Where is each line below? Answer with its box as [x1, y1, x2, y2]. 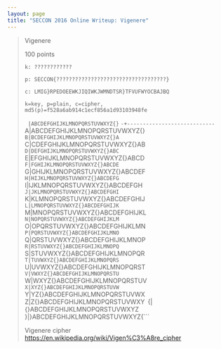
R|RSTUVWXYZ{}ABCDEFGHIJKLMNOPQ [24, 243, 119, 250]
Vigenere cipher [24, 326, 72, 334]
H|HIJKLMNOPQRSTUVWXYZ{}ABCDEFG [24, 174, 119, 182]
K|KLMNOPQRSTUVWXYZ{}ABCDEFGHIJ [24, 194, 145, 203]
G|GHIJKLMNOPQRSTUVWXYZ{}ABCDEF [24, 167, 146, 176]
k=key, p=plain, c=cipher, [24, 100, 104, 108]
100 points [24, 50, 55, 58]
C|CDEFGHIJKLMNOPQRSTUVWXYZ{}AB [24, 140, 146, 148]
